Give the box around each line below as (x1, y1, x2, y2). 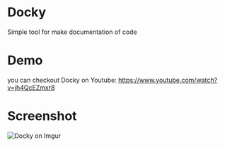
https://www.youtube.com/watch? (117, 76, 218, 84)
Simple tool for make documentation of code (7, 28, 137, 36)
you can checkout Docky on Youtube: (7, 76, 117, 84)
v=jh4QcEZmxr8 (7, 83, 55, 92)
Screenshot (7, 108, 77, 124)
